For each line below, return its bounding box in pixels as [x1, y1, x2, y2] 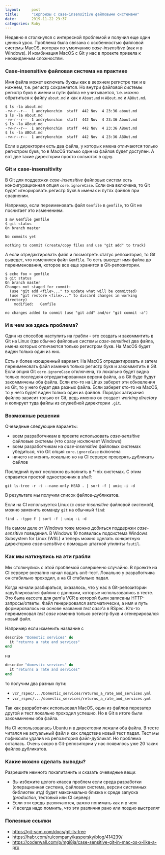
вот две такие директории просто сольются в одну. [5, 153, 114, 159]
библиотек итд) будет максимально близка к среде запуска [12, 789, 138, 795]
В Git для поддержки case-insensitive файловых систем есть [5, 177, 133, 183]
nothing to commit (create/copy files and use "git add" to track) [5, 242, 146, 248]
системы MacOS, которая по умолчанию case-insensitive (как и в [5, 45, 142, 51]
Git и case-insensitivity [5, 166, 62, 172]
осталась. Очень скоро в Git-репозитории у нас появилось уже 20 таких [5, 740, 158, 747]
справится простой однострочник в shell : [5, 474, 92, 480]
